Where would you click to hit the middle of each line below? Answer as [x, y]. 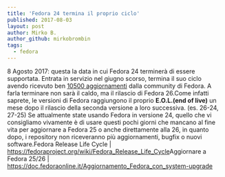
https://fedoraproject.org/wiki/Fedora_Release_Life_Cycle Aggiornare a [107, 151]
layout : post [26, 26]
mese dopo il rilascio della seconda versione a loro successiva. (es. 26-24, [113, 108]
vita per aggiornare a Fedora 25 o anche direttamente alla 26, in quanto [108, 129]
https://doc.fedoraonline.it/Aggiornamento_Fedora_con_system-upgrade [110, 166]
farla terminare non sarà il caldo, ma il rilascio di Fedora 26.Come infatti [108, 93]
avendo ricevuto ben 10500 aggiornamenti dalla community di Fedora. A [109, 86]
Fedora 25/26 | [28, 158]
